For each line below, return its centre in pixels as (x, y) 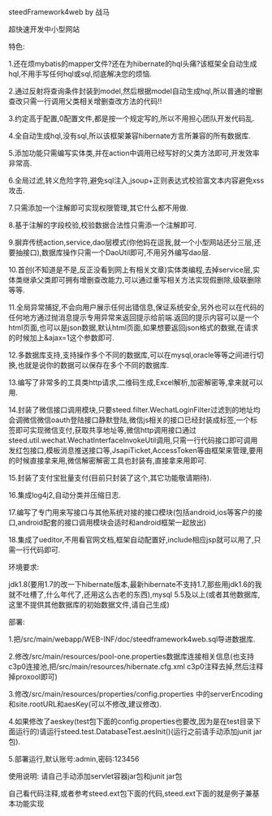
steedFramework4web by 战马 (59, 12)
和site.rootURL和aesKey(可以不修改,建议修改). (85, 704)
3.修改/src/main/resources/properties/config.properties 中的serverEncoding (136, 694)
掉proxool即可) (33, 677)
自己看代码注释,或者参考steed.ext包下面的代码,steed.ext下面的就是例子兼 (131, 793)
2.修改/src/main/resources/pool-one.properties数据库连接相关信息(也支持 (131, 656)
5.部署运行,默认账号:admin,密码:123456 (74, 759)
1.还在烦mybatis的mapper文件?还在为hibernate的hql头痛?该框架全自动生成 (133, 64)
